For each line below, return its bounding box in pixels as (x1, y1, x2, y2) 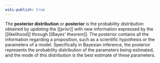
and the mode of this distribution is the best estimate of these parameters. (5, 52, 156, 58)
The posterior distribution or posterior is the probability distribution (5, 21, 144, 27)
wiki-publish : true (5, 7, 45, 12)
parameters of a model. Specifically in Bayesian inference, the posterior (5, 41, 151, 47)
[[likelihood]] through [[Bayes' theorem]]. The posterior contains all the (5, 31, 149, 37)
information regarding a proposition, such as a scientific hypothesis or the (5, 36, 155, 42)
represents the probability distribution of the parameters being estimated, (5, 47, 154, 53)
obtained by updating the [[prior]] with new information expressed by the (5, 26, 154, 32)
